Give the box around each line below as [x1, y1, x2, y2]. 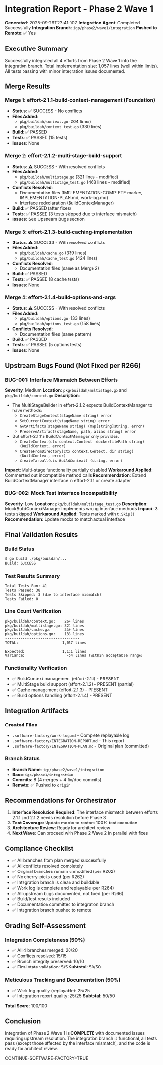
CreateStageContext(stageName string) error [19, 413, 112, 418]
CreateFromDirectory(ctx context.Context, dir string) [19, 449, 134, 454]
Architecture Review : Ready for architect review [12, 825, 111, 831]
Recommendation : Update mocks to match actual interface [5, 516, 125, 522]
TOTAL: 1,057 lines [5, 640, 87, 645]
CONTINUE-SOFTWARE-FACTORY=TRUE [5, 1055, 89, 1061]
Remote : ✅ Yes [5, 30, 36, 36]
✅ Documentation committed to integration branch [12, 901, 114, 907]
